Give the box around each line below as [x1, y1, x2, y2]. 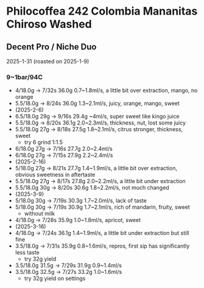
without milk [24, 210, 55, 217]
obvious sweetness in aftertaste [15, 171, 96, 178]
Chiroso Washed [6, 17, 93, 31]
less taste [15, 249, 40, 256]
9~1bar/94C [6, 73, 43, 81]
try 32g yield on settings [24, 275, 86, 282]
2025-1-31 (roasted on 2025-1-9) [6, 58, 90, 65]
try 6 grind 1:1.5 [24, 139, 63, 146]
